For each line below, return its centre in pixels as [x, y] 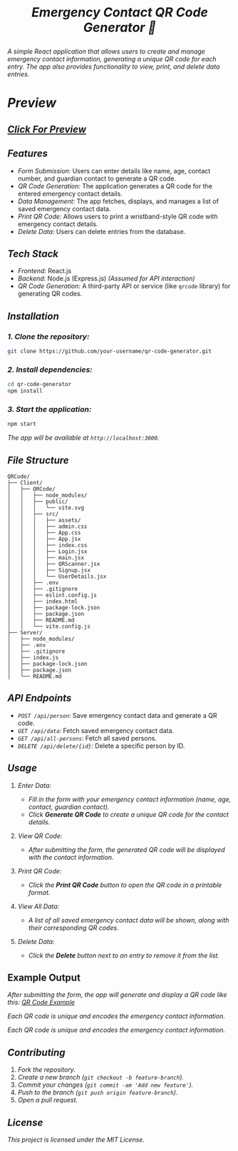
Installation [33, 316]
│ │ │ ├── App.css [44, 532]
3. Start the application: [50, 409]
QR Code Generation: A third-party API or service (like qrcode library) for [124, 286]
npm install [25, 391]
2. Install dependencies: [50, 370]
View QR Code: [40, 836]
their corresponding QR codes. [73, 928]
